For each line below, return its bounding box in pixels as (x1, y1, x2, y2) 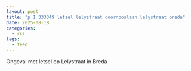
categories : (6, 25, 36, 31)
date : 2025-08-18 (6, 20, 50, 25)
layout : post (6, 8, 39, 15)
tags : (6, 36, 20, 42)
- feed (11, 42, 28, 48)
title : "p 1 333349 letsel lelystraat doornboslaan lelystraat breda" (6, 14, 186, 20)
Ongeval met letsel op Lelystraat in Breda (6, 57, 107, 65)
